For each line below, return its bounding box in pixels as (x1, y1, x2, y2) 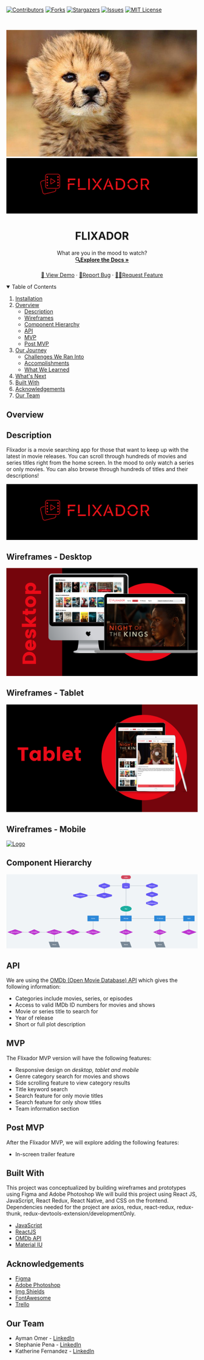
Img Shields (15, 1288, 45, 1295)
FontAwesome (15, 1294, 52, 1302)
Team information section (15, 1105, 80, 1112)
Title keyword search (15, 1085, 68, 1092)
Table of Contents (12, 283, 56, 291)
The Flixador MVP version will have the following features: (6, 1054, 152, 1061)
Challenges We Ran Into (24, 353, 84, 361)
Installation (15, 295, 43, 302)
